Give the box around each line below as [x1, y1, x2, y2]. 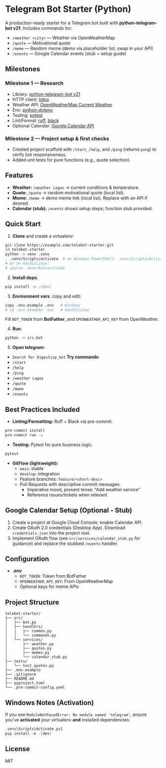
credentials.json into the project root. [12, 530, 91, 536]
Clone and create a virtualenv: [12, 233, 74, 239]
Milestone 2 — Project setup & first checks [5, 135, 110, 142]
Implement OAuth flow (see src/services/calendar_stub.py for [12, 535, 140, 541]
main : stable [19, 465, 44, 472]
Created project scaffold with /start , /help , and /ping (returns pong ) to [12, 146, 157, 152]
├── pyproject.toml [5, 681, 45, 686]
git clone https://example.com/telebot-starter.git [5, 242, 114, 247]
